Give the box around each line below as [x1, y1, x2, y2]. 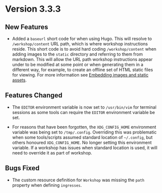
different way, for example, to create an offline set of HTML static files [12, 67, 153, 73]
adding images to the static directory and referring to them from [12, 51, 143, 57]
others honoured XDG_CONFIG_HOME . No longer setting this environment [12, 139, 152, 145]
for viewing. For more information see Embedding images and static [12, 72, 149, 77]
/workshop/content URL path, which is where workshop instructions [12, 41, 148, 47]
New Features [5, 23, 48, 31]
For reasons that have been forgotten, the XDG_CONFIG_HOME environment [12, 124, 157, 130]
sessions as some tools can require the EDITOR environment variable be [12, 109, 155, 115]
